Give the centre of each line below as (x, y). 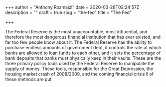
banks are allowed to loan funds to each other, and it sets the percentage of (83, 53)
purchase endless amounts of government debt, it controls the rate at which (83, 47)
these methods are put (28, 79)
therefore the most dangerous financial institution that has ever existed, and (83, 37)
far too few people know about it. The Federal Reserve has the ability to (79, 42)
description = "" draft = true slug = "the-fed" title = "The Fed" (69, 12)
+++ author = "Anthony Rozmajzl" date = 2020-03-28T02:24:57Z (72, 7)
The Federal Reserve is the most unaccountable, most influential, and (76, 32)
